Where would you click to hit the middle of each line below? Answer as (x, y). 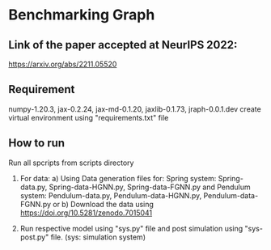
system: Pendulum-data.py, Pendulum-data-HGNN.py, (111, 195)
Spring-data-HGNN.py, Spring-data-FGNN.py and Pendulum (150, 187)
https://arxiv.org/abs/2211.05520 (63, 64)
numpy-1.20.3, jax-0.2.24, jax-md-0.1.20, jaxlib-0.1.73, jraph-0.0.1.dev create (135, 109)
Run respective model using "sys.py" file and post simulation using (131, 228)
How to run (37, 143)
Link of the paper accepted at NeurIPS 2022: (123, 45)
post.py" (34, 237)
